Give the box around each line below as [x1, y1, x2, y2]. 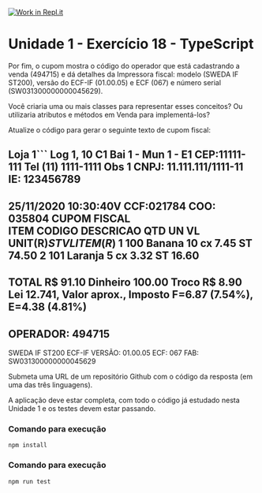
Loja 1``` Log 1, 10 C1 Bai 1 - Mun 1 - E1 [8, 148, 193, 162]
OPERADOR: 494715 [8, 327, 110, 341]
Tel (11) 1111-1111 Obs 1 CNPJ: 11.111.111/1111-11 [24, 160, 244, 174]
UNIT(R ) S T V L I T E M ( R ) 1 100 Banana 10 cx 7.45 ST [8, 237, 253, 250]
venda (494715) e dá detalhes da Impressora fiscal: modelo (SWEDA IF [8, 69, 239, 79]
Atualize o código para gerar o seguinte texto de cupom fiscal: [8, 125, 211, 134]
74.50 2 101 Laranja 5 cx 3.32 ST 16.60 [8, 248, 200, 262]
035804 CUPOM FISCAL [8, 211, 131, 225]
